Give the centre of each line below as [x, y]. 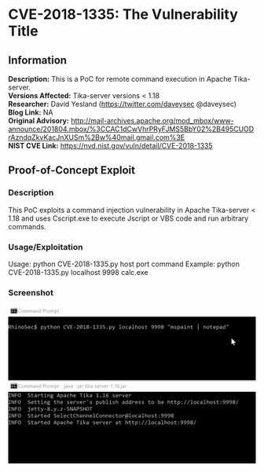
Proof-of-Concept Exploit [72, 170]
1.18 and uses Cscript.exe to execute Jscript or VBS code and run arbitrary [128, 218]
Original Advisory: [38, 121]
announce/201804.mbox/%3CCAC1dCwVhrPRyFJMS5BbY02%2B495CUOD [131, 129]
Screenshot [31, 292]
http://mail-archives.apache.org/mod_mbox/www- [152, 121]
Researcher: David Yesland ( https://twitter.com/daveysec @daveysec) [123, 104]
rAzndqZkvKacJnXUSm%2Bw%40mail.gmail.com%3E [97, 137]
